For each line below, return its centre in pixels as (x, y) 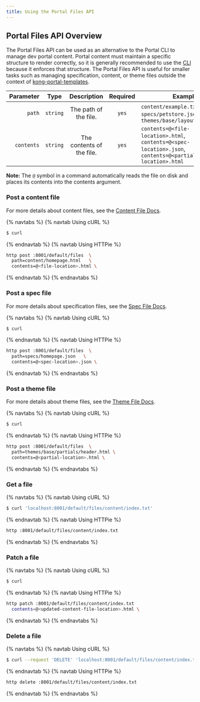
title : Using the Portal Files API (50, 12)
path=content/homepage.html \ (52, 261)
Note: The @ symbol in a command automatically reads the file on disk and (97, 176)
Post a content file (33, 197)
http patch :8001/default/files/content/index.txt (70, 604)
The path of (86, 110)
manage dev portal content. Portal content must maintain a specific (89, 57)
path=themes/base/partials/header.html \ (64, 452)
